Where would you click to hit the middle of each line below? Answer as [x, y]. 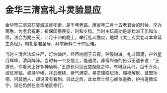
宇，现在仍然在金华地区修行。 [36, 85]
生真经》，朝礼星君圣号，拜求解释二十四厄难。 [52, 43]
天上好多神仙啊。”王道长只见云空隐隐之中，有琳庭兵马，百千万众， [94, 66]
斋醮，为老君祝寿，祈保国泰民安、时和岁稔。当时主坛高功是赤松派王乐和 [79, 31]
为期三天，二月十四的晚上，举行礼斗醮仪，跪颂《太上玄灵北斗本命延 [92, 37]
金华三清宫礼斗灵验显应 [53, 10]
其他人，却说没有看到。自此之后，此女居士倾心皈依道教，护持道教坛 [88, 79]
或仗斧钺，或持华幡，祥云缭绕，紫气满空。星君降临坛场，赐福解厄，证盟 [79, 73]
